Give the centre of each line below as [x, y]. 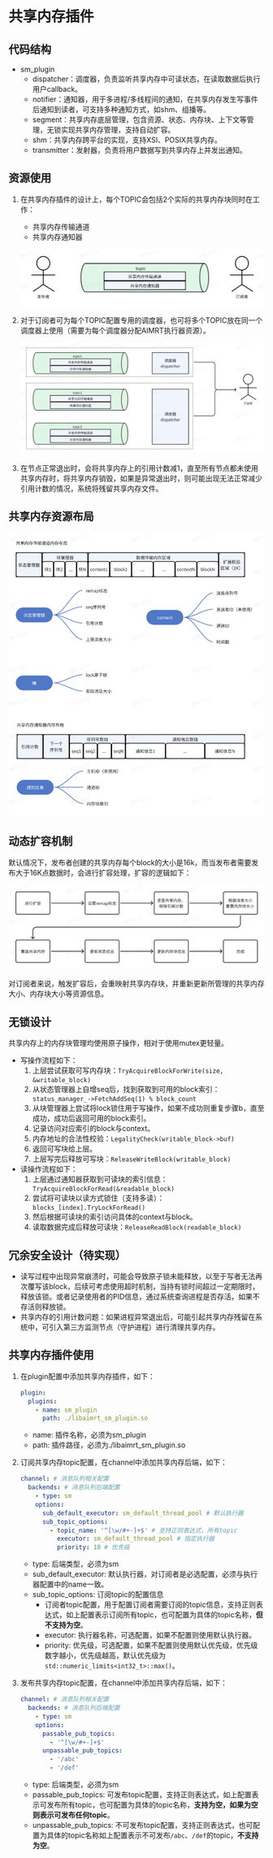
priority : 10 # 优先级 [93, 1547]
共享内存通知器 [57, 237]
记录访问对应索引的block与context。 [93, 1129]
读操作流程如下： [49, 1169]
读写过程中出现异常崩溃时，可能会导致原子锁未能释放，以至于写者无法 [138, 1276]
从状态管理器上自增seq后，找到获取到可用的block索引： [126, 1090]
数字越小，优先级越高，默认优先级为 [105, 1656]
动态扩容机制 [41, 841]
